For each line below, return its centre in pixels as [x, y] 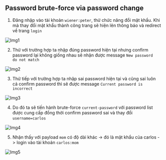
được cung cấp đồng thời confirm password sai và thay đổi [72, 112]
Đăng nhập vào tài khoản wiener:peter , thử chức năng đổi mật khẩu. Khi [86, 20]
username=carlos [29, 118]
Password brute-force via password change [74, 8]
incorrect [23, 89]
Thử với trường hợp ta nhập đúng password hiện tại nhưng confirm [80, 50]
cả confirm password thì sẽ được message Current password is [77, 84]
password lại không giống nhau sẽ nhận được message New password [83, 55]
